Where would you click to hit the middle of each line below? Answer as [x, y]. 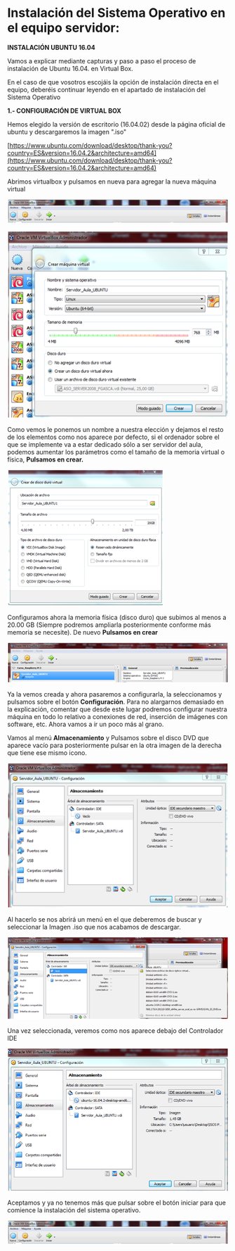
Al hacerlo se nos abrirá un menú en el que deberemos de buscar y [105, 919]
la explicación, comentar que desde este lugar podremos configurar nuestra [117, 709]
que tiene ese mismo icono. [47, 752]
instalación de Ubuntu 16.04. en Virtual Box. [70, 68]
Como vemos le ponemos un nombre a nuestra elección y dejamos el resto [115, 429]
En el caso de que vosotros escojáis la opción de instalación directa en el [113, 82]
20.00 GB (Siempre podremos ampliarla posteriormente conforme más [109, 625]
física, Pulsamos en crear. [46, 459]
